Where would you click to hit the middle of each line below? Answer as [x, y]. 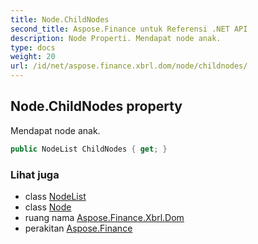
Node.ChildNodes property [96, 106]
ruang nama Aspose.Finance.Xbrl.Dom [104, 217]
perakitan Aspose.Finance [78, 228]
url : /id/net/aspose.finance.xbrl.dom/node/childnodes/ [129, 66]
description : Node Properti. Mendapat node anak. [116, 38]
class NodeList [55, 196]
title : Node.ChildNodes [60, 19]
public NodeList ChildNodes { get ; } [89, 149]
